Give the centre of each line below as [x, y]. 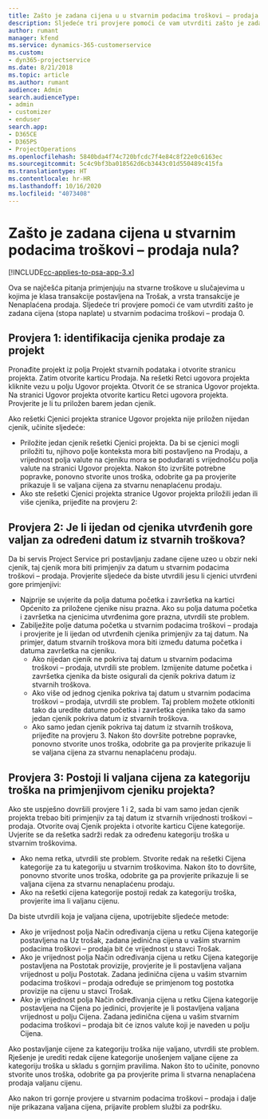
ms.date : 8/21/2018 [41, 68]
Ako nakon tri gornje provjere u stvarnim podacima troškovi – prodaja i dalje [132, 1098]
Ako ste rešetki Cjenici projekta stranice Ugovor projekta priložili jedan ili [138, 494]
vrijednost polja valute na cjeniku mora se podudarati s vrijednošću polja [139, 460]
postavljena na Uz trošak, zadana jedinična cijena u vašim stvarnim [130, 940]
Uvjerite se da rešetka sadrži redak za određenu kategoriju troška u [119, 835]
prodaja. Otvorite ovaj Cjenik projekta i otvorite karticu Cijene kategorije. [127, 826]
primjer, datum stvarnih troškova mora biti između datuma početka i [131, 642]
